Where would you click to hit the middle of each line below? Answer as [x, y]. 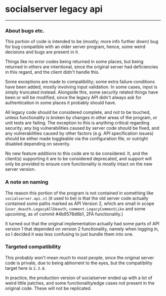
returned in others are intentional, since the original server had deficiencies [82, 67]
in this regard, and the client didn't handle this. [52, 72]
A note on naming [27, 182]
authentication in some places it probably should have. [61, 103]
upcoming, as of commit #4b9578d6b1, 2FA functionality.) [64, 214]
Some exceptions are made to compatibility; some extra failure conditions [80, 82]
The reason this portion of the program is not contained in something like [80, 193]
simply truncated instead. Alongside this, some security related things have [82, 92]
